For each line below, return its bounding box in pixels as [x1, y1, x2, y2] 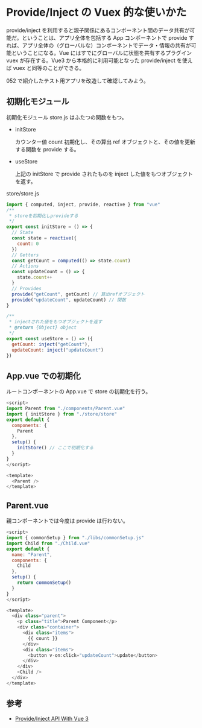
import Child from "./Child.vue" [6, 540, 90, 546]
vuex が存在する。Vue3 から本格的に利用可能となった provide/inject [6, 57, 176, 64]
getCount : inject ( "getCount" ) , [11, 341, 90, 347]
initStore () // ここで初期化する [17, 445, 94, 451]
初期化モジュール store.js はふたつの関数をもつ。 [6, 113, 128, 121]
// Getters [11, 252, 39, 258]
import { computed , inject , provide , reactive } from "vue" [6, 201, 161, 207]
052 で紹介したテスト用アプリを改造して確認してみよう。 [6, 77, 149, 84]
